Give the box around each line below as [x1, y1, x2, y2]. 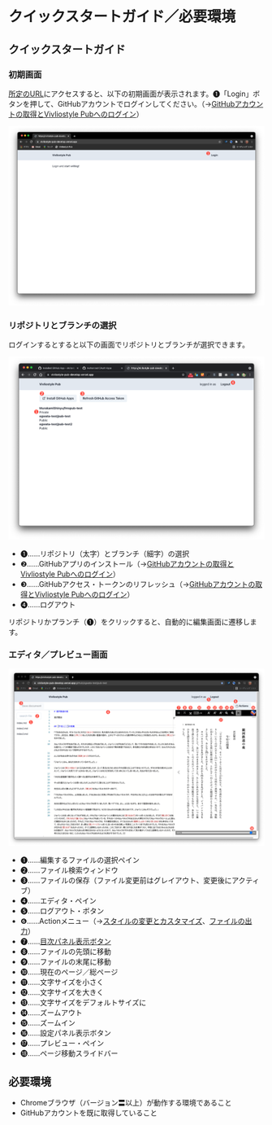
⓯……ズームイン [19, 1018, 76, 1028]
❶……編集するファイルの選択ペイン [19, 856, 140, 865]
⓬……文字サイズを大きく [19, 987, 104, 997]
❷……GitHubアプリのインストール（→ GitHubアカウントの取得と [19, 558, 235, 568]
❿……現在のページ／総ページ [19, 967, 119, 977]
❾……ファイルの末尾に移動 [19, 957, 111, 967]
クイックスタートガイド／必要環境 [8, 7, 236, 26]
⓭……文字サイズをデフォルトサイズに [19, 998, 147, 1008]
